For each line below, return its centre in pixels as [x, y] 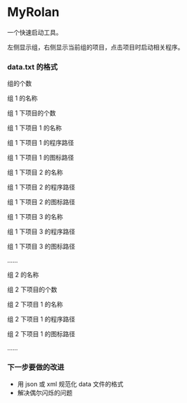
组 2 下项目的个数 [32, 289]
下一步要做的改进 [36, 367]
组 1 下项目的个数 [32, 113]
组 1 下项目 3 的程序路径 [41, 231]
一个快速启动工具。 [35, 32]
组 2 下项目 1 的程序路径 [41, 319]
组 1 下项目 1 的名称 [35, 128]
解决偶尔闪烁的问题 [45, 393]
